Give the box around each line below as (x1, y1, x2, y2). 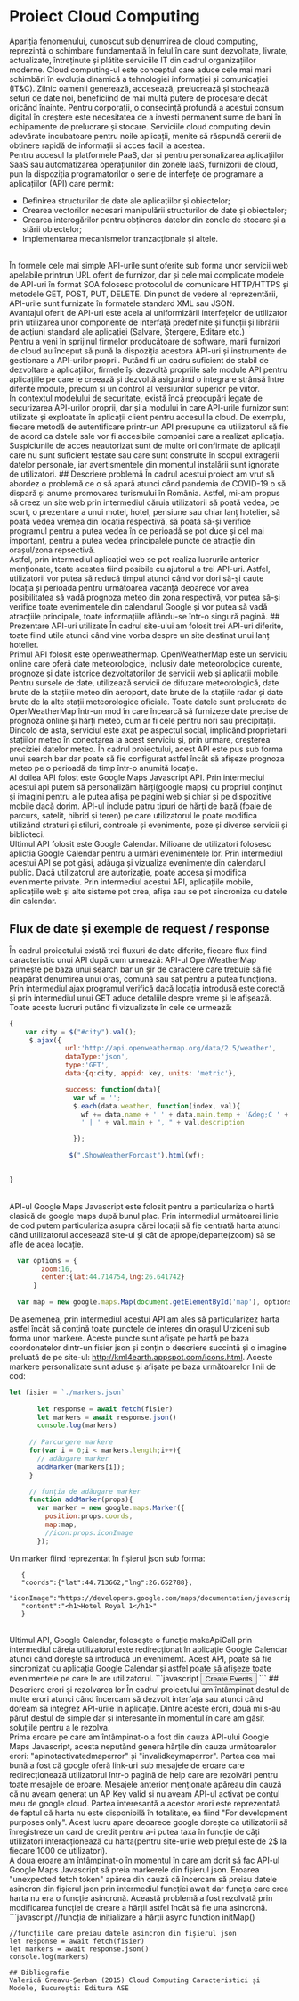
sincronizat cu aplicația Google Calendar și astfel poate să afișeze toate (9, 1663, 271, 1673)
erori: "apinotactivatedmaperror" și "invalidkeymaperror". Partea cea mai (9, 1750, 276, 1761)
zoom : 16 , (41, 1265, 74, 1274)
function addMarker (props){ (28, 1495, 133, 1505)
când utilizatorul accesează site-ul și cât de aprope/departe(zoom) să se (9, 1229, 276, 1240)
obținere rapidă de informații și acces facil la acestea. (9, 140, 206, 151)
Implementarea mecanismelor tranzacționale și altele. (21, 233, 219, 244)
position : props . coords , (44, 1512, 133, 1521)
